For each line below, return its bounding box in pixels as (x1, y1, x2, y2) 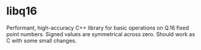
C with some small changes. (6, 37, 77, 44)
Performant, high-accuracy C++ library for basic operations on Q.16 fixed (6, 24, 189, 31)
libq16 (6, 4, 38, 18)
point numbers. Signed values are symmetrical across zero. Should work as (6, 30, 196, 37)
